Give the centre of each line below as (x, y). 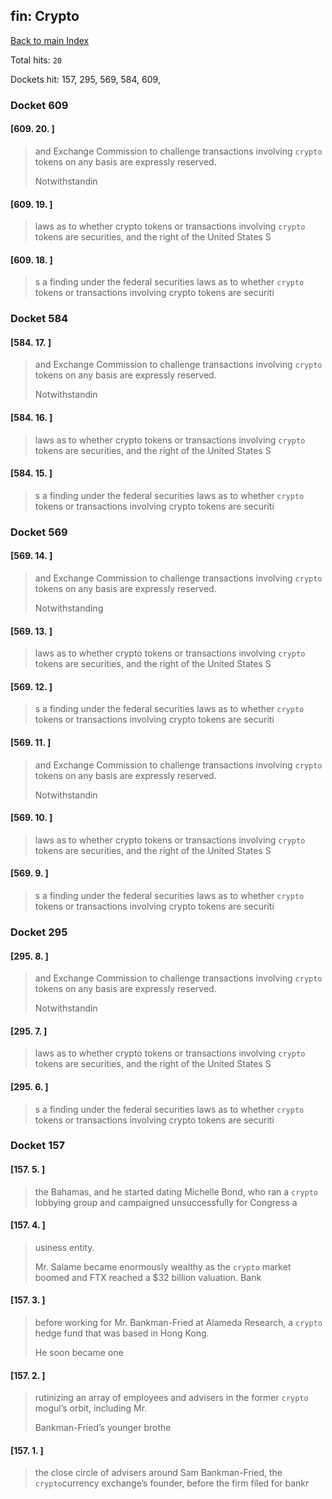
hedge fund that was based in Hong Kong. (122, 1333)
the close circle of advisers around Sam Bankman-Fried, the (158, 1473)
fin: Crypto (45, 16)
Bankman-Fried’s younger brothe (103, 1428)
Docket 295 (39, 932)
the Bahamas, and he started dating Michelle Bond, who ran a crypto (176, 1191)
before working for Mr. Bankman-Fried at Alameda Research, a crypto (178, 1323)
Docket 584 (39, 319)
